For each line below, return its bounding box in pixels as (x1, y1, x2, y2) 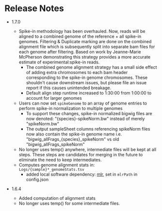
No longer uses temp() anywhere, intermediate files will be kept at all (18, 146, 156, 152)
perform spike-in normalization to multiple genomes (18, 105, 123, 111)
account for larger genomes (26, 95, 82, 101)
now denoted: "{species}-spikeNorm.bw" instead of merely (26, 116, 145, 121)
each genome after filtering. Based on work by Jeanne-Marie (18, 49, 141, 55)
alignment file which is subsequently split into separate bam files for (18, 44, 155, 49)
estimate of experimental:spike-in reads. (18, 59, 100, 65)
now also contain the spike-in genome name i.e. (26, 131, 122, 137)
